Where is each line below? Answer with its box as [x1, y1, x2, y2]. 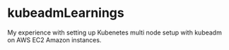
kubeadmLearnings [7, 5, 125, 21]
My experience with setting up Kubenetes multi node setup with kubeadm [7, 28, 223, 37]
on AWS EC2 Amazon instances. [7, 35, 102, 44]
